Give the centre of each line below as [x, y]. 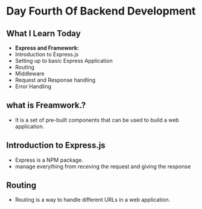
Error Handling [33, 86]
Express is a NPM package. [49, 160]
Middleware [30, 73]
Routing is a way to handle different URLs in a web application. [93, 200]
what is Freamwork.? [46, 105]
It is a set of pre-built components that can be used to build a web [97, 120]
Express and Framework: [47, 48]
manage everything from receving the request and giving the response [103, 166]
